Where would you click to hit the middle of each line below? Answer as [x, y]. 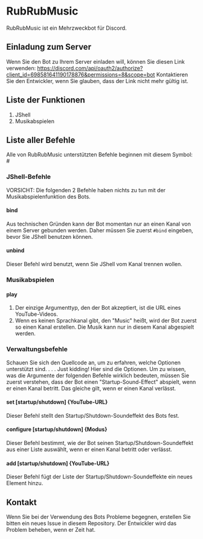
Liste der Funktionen [46, 100]
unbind [15, 250]
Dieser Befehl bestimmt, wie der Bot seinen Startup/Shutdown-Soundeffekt [100, 443]
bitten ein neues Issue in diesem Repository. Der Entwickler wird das [92, 523]
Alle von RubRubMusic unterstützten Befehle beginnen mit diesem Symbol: [100, 155]
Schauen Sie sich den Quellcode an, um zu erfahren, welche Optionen [94, 363]
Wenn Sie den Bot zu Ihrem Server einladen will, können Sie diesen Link [96, 61]
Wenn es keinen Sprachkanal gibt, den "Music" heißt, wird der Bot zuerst [106, 321]
